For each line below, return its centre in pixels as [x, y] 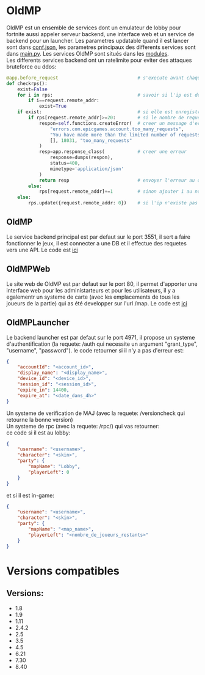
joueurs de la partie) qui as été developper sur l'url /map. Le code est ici [97, 303]
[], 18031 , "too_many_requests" [91, 140]
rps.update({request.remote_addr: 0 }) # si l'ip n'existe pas [113, 203]
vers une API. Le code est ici [42, 250]
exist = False [32, 89]
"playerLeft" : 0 [49, 472]
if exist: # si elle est [95, 112]
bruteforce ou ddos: [31, 66]
